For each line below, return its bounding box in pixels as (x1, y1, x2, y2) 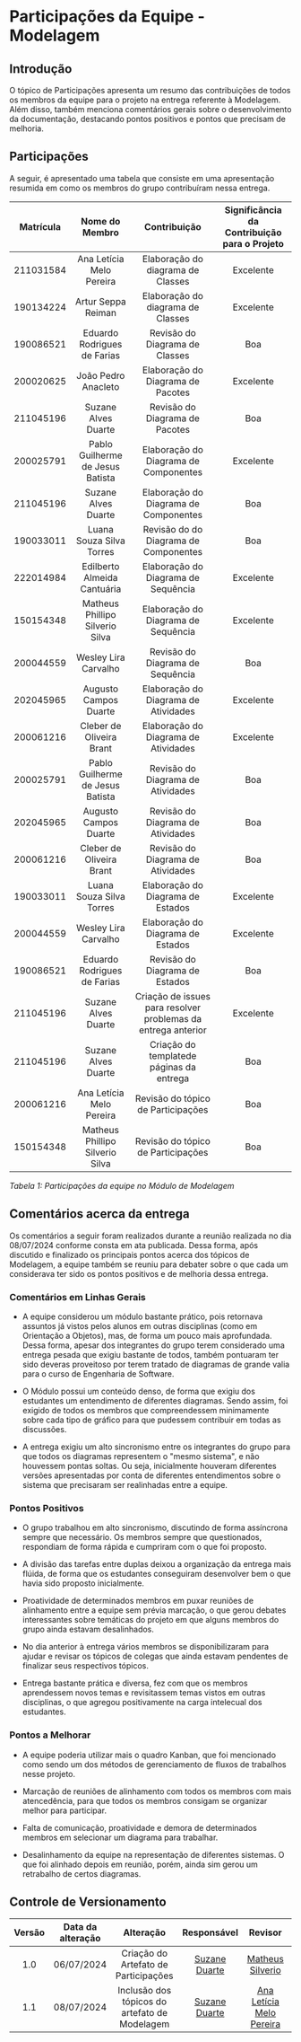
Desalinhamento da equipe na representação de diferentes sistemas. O (21, 1849, 285, 1860)
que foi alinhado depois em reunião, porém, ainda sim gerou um (21, 1859, 258, 1870)
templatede (149, 1049, 197, 1061)
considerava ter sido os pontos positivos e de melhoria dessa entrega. (9, 1268, 269, 1279)
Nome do (80, 215, 121, 227)
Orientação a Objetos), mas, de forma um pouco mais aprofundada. (21, 1330, 272, 1341)
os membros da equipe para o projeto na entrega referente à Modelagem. (9, 94, 281, 105)
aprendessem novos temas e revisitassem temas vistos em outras (21, 1687, 266, 1698)
